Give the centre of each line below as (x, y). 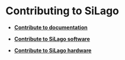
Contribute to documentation (51, 27)
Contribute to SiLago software (52, 39)
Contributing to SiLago (62, 11)
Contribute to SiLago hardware (53, 50)
